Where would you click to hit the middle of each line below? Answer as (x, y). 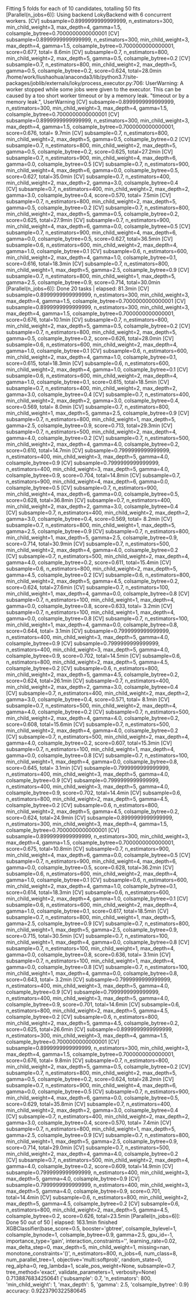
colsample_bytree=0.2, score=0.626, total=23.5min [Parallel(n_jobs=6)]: (93, 1216)
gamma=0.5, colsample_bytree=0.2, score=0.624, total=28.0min (84, 71)
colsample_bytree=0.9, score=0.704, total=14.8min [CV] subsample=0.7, (93, 475)
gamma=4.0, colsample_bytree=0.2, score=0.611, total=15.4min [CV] (89, 562)
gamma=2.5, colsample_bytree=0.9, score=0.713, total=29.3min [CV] (89, 425)
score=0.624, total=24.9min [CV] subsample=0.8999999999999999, (90, 818)
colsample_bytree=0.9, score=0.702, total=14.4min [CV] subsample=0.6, (94, 793)
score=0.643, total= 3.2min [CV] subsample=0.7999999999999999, (89, 980)
